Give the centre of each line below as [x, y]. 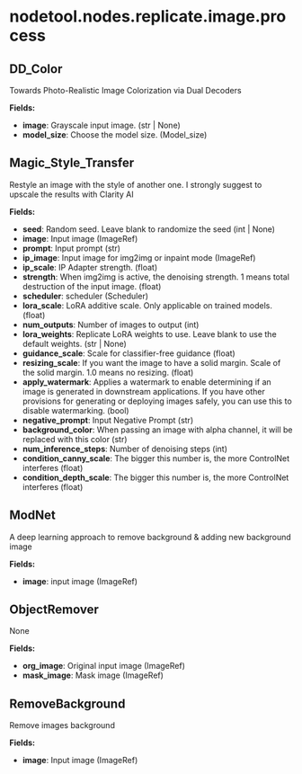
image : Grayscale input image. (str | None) [102, 125]
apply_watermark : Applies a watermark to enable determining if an [147, 382]
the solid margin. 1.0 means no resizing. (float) [108, 372]
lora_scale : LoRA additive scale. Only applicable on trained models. [147, 305]
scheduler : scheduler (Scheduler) [85, 296]
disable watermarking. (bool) [75, 410]
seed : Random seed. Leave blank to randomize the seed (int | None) [149, 229]
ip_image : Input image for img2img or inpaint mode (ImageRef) [139, 257]
